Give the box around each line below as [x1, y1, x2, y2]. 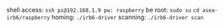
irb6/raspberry [6, 14, 50, 21]
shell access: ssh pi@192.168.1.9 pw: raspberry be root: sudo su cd [6, 6, 200, 14]
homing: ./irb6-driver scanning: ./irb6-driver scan [51, 13, 204, 21]
